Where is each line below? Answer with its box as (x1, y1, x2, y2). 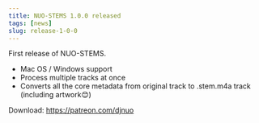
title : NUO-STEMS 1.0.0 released (8, 11, 121, 20)
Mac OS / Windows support (19, 64, 113, 74)
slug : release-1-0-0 (8, 27, 79, 35)
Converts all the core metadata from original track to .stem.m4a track (19, 81, 251, 91)
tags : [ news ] (8, 19, 53, 27)
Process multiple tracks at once (19, 73, 126, 83)
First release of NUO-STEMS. (8, 49, 107, 59)
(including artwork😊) (19, 90, 91, 100)
